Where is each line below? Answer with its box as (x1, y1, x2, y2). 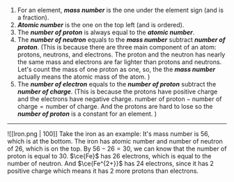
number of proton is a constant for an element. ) (17, 109, 157, 118)
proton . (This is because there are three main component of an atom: (17, 43, 217, 51)
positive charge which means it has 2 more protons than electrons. (7, 167, 199, 175)
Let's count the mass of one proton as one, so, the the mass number (17, 66, 216, 73)
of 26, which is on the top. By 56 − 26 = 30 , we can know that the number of (7, 144, 227, 153)
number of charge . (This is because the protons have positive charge (17, 87, 218, 96)
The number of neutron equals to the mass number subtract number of (17, 36, 226, 44)
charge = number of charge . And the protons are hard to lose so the (17, 103, 213, 110)
